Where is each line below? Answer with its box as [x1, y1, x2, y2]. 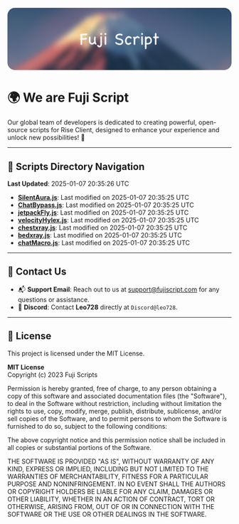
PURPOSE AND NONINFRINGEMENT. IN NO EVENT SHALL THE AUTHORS [7, 479, 226, 488]
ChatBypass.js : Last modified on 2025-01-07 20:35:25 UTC [17, 200, 194, 210]
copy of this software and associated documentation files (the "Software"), [7, 392, 228, 400]
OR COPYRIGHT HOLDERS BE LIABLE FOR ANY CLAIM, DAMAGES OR [7, 487, 213, 496]
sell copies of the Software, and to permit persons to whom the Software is [7, 414, 228, 423]
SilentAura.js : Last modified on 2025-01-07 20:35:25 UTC [17, 193, 190, 202]
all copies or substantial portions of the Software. [7, 443, 152, 451]
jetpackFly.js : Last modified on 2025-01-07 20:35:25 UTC [17, 208, 189, 217]
